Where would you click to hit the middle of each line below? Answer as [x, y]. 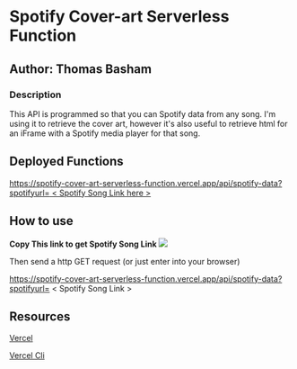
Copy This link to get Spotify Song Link [83, 244]
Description [35, 94]
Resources [40, 316]
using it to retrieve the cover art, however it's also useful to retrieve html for [149, 123]
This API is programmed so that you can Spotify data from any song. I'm [143, 113]
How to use [41, 221]
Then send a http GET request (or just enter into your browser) [125, 261]
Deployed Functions [66, 162]
